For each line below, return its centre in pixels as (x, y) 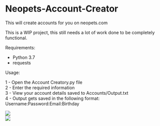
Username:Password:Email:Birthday (42, 103)
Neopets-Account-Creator (62, 9)
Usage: (13, 72)
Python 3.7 (24, 57)
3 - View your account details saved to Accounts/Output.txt (67, 93)
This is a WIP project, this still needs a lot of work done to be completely (80, 32)
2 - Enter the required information (40, 87)
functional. (16, 38)
